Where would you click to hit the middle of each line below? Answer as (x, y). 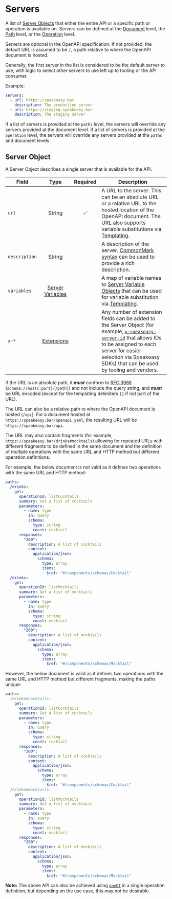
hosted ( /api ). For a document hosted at (48, 415)
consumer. (17, 76)
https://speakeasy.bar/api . (35, 425)
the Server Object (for (128, 325)
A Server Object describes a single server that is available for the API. (79, 169)
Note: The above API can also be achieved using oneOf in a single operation (85, 886)
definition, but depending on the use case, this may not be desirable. (78, 891)
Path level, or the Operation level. (40, 34)
